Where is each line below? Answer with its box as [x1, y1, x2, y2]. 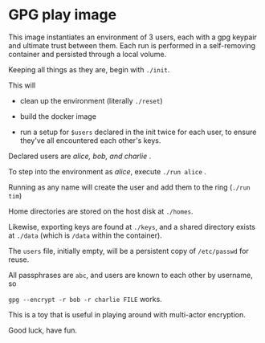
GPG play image [8, 6, 117, 24]
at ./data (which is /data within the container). [8, 231, 162, 240]
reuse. [8, 255, 30, 264]
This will [8, 80, 36, 90]
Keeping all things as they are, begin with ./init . [8, 64, 170, 74]
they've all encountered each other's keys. [19, 135, 161, 145]
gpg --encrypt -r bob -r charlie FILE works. [8, 294, 162, 304]
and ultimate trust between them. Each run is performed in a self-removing [8, 40, 255, 50]
